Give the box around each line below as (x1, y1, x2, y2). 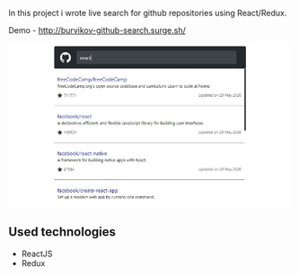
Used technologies (8, 224, 117, 240)
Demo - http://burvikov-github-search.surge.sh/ (8, 25, 186, 35)
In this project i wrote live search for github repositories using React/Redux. (8, 8, 287, 18)
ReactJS (21, 248, 53, 259)
